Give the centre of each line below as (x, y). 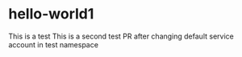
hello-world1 (51, 14)
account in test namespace (54, 44)
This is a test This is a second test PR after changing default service (121, 36)
